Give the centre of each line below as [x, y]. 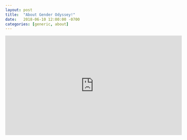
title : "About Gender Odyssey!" [40, 15]
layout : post [19, 10]
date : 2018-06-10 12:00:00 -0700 [43, 19]
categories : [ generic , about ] [37, 24]
